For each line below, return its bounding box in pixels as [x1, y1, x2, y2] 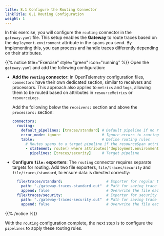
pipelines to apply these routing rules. [5, 225, 82, 231]
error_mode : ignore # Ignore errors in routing [21, 132, 159, 137]
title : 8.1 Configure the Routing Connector [5, 7, 97, 12]
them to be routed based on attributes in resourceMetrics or [12, 90, 133, 95]
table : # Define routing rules [21, 137, 150, 142]
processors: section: [12, 109, 54, 115]
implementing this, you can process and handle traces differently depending [5, 45, 159, 51]
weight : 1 [5, 16, 25, 21]
